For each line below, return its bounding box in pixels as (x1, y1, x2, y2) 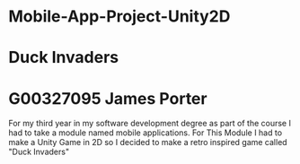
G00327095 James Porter (8, 88, 207, 108)
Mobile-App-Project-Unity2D (8, 6, 231, 27)
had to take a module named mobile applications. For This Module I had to (8, 127, 283, 138)
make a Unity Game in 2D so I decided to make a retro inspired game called (8, 137, 288, 148)
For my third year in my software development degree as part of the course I (8, 118, 291, 129)
